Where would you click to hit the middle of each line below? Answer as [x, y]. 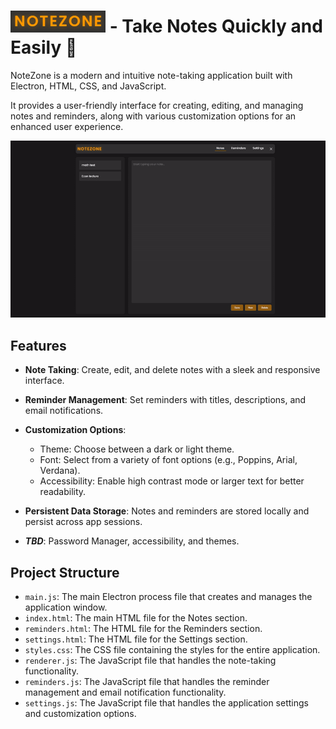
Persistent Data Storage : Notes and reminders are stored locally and [167, 511]
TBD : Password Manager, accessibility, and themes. [132, 541]
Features [38, 345]
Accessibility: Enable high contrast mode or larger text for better [172, 481]
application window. [66, 607]
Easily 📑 [44, 47]
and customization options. [80, 714]
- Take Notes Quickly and [216, 26]
